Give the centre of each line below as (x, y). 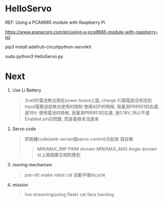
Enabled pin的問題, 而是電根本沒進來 (61, 119)
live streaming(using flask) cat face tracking (69, 194)
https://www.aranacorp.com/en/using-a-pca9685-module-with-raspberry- (82, 32)
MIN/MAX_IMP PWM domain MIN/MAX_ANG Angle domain (97, 149)
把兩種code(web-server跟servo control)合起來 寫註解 (79, 139)
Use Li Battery (27, 90)
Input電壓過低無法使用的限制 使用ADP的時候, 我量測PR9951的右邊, (92, 106)
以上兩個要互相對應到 (59, 154)
